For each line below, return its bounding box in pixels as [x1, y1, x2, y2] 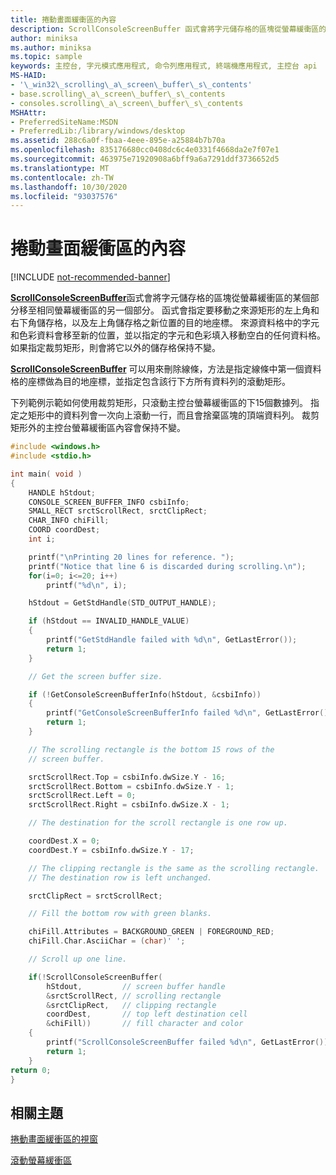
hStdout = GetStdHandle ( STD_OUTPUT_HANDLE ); [28, 598, 217, 608]
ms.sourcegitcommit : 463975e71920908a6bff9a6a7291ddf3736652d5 [10, 154, 280, 164]
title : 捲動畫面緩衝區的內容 [10, 14, 117, 25]
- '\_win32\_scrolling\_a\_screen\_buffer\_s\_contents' [10, 80, 253, 90]
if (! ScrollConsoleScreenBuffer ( [28, 972, 163, 982]
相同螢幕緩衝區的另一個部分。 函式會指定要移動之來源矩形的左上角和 [36, 304, 320, 316]
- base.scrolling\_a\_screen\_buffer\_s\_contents [10, 89, 226, 99]
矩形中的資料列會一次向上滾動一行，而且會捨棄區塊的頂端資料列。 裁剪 [27, 409, 320, 421]
